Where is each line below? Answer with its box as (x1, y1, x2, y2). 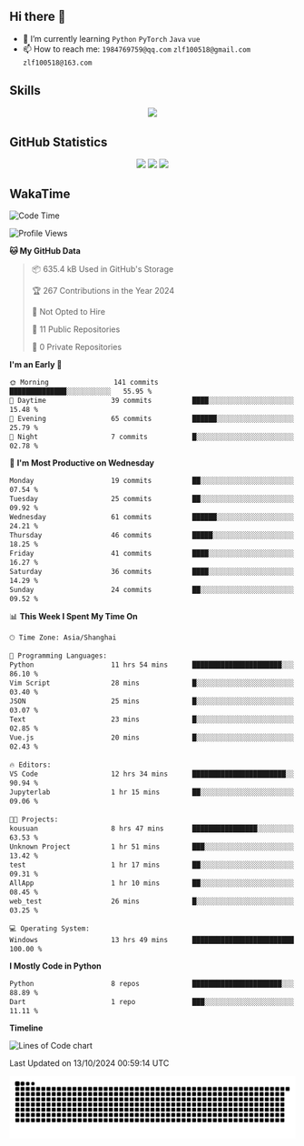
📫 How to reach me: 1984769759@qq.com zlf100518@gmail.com (22, 43, 251, 55)
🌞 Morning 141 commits (9, 378, 159, 387)
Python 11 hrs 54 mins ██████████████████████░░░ (9, 660, 295, 669)
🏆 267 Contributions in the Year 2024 (31, 286, 175, 297)
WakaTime (9, 186, 71, 201)
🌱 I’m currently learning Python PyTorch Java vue (22, 33, 201, 44)
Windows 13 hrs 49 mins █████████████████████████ (9, 936, 295, 945)
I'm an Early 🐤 (9, 359, 63, 370)
